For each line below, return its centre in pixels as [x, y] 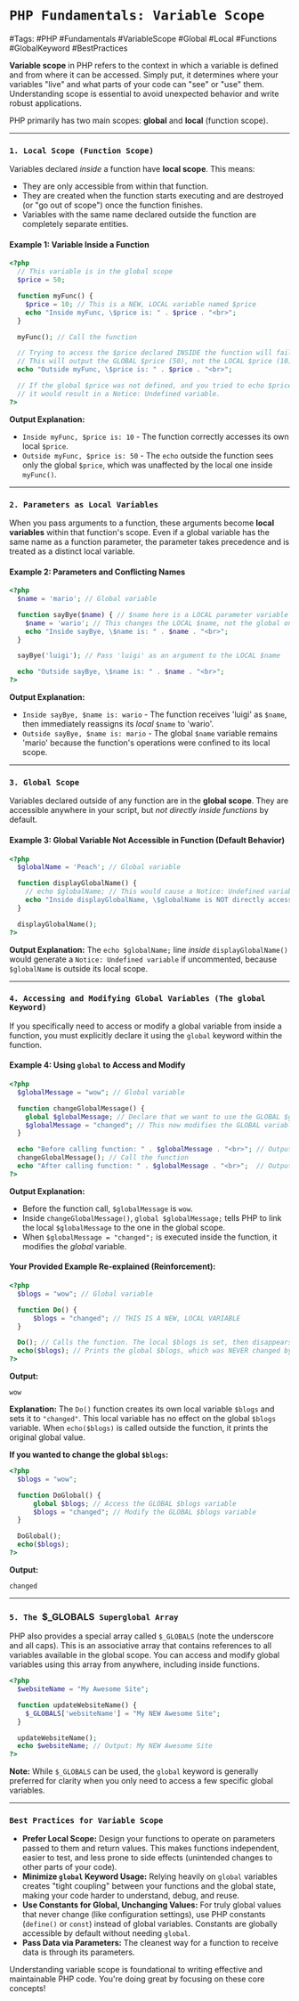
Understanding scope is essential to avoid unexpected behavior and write [144, 94]
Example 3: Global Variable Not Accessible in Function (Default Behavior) [147, 840]
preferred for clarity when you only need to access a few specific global [141, 1781]
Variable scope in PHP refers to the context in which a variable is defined [144, 65]
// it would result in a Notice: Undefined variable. [119, 394]
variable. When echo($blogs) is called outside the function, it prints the [139, 1428]
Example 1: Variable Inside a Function [79, 244]
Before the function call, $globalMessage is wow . [107, 1208]
